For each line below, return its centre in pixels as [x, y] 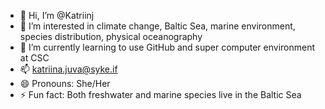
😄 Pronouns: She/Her [65, 83]
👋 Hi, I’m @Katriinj [57, 15]
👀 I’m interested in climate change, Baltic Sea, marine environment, [157, 26]
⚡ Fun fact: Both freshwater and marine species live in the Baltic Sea [160, 94]
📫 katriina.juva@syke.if [68, 69]
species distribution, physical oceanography [111, 36]
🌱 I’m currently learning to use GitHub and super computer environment [167, 47]
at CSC [34, 58]
